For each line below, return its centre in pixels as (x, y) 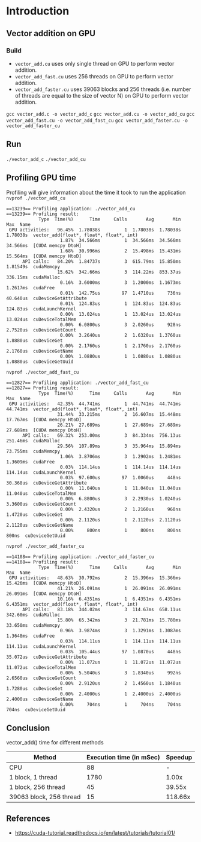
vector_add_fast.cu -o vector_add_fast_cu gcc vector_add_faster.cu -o (97, 121)
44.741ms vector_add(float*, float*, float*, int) (72, 409)
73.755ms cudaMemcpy (33, 451)
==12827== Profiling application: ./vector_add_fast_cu (77, 383)
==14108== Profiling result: (43, 562)
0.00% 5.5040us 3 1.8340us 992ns (120, 673)
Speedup (179, 758)
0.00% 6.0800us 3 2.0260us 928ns (120, 325)
